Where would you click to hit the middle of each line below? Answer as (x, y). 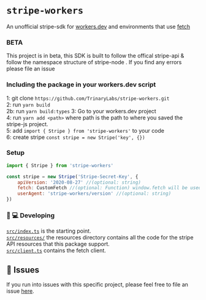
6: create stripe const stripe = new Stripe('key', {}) (76, 137)
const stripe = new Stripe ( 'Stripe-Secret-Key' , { (72, 176)
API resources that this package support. (58, 244)
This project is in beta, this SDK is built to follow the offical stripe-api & (95, 56)
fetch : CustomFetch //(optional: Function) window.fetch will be (103, 188)
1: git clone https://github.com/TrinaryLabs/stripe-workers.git (88, 98)
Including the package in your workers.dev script (81, 84)
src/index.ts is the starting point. (49, 231)
